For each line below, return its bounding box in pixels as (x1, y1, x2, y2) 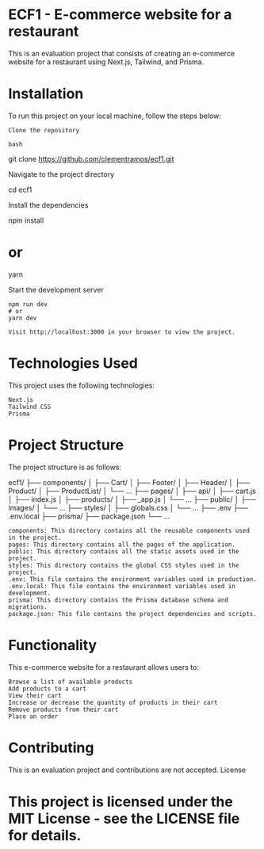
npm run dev (8, 300, 48, 308)
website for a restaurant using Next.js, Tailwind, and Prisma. (8, 57, 205, 67)
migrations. (8, 602, 48, 611)
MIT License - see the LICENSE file (8, 809, 240, 828)
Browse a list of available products (8, 678, 133, 686)
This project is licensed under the (8, 793, 234, 810)
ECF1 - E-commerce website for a (8, 6, 232, 24)
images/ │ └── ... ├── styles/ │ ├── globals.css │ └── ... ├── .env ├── (8, 503, 248, 512)
